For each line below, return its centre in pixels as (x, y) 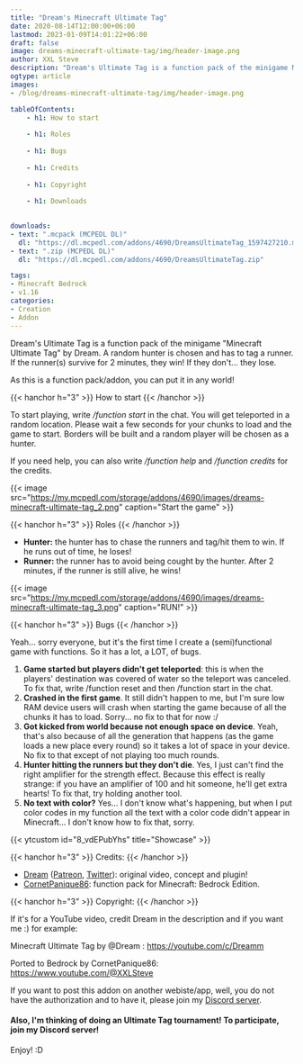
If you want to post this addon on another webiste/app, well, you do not (143, 990)
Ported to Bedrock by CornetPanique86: (85, 963)
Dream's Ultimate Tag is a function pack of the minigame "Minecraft (136, 343)
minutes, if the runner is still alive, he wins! (102, 570)
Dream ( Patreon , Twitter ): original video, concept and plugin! (135, 874)
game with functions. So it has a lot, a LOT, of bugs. (106, 651)
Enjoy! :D (27, 1050)
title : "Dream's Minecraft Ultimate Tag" (89, 18)
